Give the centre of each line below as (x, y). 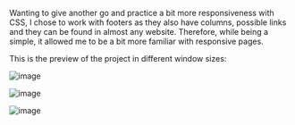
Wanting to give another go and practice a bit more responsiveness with (142, 13)
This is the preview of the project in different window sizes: (118, 58)
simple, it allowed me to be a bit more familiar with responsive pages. (136, 41)
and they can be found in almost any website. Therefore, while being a (139, 32)
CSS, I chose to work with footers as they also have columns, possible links (148, 22)
